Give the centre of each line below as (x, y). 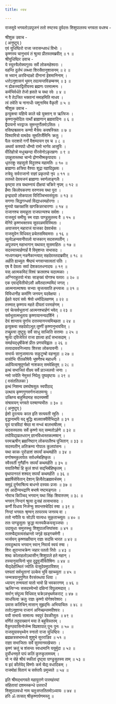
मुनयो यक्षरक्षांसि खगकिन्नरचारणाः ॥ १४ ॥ (36, 206)
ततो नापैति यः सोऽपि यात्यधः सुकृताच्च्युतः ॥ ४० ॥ (42, 517)
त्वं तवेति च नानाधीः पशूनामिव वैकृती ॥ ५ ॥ (38, 103)
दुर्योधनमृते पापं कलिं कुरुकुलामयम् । (32, 654)
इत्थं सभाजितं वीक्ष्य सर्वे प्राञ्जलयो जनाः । (36, 370)
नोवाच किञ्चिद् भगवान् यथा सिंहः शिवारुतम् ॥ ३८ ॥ (44, 496)
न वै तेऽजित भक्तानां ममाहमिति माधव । (34, 97)
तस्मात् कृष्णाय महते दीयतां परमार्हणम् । (34, 304)
